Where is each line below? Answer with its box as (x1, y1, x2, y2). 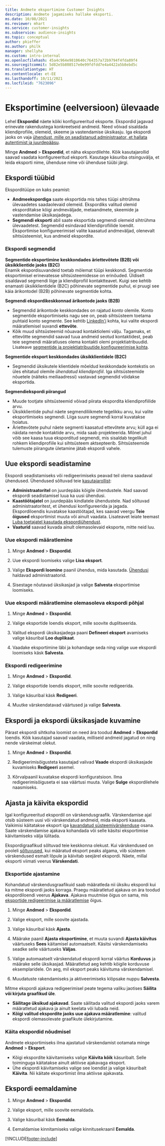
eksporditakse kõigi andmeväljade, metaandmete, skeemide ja (12, 207, 139, 213)
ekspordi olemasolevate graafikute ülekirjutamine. (12, 1016, 114, 1022)
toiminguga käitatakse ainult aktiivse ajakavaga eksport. (12, 1060, 126, 1065)
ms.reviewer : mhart (5, 21, 45, 26)
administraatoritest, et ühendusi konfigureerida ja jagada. (12, 503, 129, 509)
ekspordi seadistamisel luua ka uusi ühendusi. (12, 492, 106, 499)
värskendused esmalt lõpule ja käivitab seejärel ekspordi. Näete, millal (5, 853, 147, 859)
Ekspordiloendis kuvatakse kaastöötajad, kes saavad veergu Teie (12, 508, 145, 514)
